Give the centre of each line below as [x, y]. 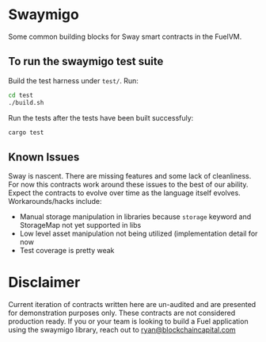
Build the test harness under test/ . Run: [73, 80]
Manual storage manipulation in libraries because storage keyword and [135, 217]
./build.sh [26, 102]
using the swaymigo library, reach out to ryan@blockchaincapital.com [122, 330]
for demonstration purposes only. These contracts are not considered [122, 313]
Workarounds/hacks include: [55, 202]
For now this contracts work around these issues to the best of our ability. [128, 185]
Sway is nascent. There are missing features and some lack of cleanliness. [130, 176]
